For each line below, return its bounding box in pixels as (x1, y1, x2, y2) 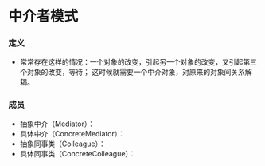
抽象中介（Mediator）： (19, 119, 95, 128)
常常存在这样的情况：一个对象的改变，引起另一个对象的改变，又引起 (19, 57, 244, 67)
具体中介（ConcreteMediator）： (19, 128, 126, 138)
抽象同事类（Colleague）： (19, 139, 106, 148)
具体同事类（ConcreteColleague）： (19, 148, 137, 158)
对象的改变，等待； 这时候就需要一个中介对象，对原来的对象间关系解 (26, 67, 252, 77)
